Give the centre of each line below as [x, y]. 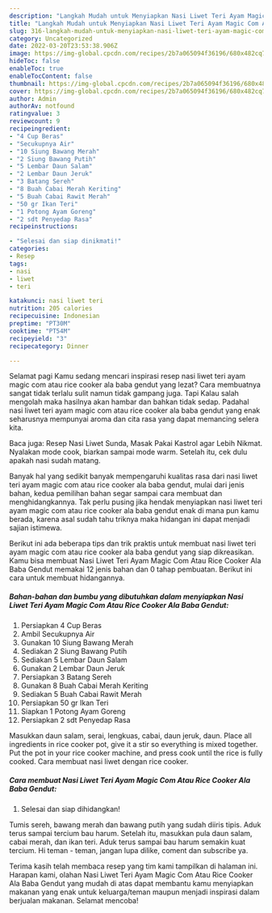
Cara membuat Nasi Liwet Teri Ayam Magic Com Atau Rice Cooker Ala [130, 780]
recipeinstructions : [44, 227]
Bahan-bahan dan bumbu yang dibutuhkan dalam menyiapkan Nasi [126, 597]
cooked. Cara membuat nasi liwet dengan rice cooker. [99, 762]
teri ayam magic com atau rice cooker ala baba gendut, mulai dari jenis [127, 485]
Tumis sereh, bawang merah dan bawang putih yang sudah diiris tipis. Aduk [135, 825]
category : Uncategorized [51, 38]
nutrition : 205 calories [51, 308]
